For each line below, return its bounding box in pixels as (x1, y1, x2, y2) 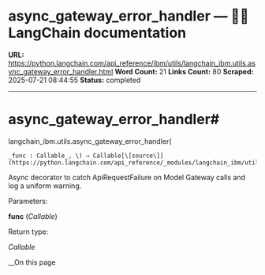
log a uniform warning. (8, 181, 82, 190)
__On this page (8, 257, 57, 267)
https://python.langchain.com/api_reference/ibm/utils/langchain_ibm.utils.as (8, 58, 256, 68)
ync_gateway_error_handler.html (8, 66, 114, 76)
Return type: (8, 227, 49, 236)
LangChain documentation (8, 24, 187, 42)
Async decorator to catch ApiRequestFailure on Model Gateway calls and (8, 172, 246, 182)
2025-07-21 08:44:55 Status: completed (8, 75, 141, 85)
